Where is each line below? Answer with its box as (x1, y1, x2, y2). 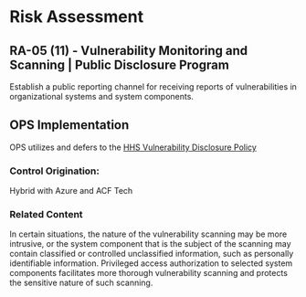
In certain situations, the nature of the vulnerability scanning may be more (9, 228, 288, 239)
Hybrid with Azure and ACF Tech (9, 186, 133, 196)
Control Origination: (9, 164, 100, 177)
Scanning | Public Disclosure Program (9, 57, 230, 72)
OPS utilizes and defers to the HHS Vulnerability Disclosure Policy (9, 142, 258, 153)
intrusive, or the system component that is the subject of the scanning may (9, 239, 291, 249)
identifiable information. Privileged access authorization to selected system (9, 258, 293, 269)
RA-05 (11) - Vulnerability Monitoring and (9, 43, 248, 58)
